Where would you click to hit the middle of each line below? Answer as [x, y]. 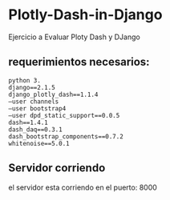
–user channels [34, 102]
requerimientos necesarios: [79, 62]
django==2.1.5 [32, 87]
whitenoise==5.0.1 [39, 143]
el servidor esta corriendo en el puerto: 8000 [83, 187]
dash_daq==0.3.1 [35, 130]
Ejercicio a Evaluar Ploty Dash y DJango [74, 37]
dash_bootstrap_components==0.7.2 [66, 136]
